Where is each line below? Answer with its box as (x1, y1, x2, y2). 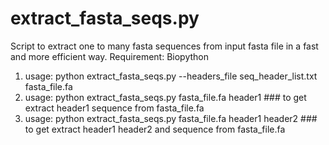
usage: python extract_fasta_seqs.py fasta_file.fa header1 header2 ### (24, 112, 318, 124)
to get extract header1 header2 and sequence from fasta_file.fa (24, 123, 286, 135)
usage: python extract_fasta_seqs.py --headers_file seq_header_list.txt (24, 70, 318, 82)
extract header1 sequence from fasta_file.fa (24, 102, 205, 114)
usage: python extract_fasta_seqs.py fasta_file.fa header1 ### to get (24, 91, 307, 103)
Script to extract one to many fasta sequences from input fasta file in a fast (10, 40, 319, 52)
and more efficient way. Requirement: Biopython (10, 50, 209, 62)
